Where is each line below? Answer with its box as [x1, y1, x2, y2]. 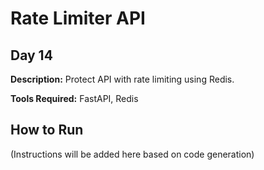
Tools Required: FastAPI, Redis [10, 93, 139, 104]
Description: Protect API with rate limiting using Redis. [10, 73, 235, 85]
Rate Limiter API [10, 7, 146, 30]
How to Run [10, 122, 84, 139]
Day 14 [10, 47, 53, 64]
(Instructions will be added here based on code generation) [10, 148, 255, 160]
